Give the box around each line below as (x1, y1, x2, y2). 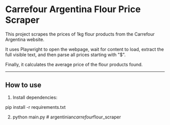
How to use (5, 81, 41, 90)
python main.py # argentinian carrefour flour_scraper (12, 114, 121, 120)
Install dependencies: (12, 94, 58, 100)
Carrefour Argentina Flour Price (5, 4, 141, 15)
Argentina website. (5, 36, 45, 43)
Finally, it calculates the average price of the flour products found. (5, 61, 143, 67)
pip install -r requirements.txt (5, 104, 66, 110)
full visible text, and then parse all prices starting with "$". (5, 52, 126, 58)
